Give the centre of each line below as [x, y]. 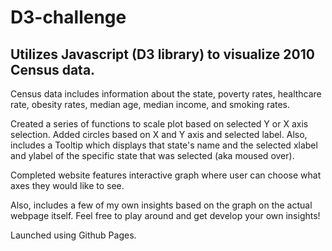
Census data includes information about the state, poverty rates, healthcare [166, 94]
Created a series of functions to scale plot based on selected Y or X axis [159, 124]
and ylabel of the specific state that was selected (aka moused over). [152, 155]
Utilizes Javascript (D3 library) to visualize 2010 [162, 54]
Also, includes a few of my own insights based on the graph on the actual [161, 205]
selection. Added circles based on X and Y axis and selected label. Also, [159, 134]
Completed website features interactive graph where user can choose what [166, 175]
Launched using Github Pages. [73, 235]
